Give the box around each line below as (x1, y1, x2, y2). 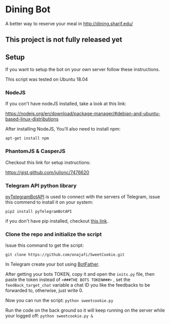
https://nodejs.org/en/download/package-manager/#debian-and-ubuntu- (5, 111, 160, 117)
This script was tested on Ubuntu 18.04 (5, 76, 88, 82)
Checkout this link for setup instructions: (5, 159, 91, 165)
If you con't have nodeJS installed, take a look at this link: (5, 101, 126, 107)
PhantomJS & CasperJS (5, 147, 66, 155)
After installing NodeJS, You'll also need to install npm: (5, 126, 121, 132)
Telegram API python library (5, 182, 77, 189)
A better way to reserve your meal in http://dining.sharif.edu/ (5, 20, 133, 27)
